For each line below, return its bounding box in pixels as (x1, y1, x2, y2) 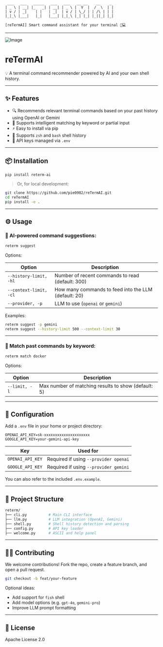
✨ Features (5, 94, 39, 103)
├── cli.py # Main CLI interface (5, 512, 92, 518)
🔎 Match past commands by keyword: (5, 343, 96, 349)
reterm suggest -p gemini (5, 322, 57, 327)
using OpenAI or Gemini (12, 115, 60, 121)
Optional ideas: (5, 585, 35, 591)
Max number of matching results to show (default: (39, 382, 153, 389)
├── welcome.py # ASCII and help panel (5, 530, 97, 535)
